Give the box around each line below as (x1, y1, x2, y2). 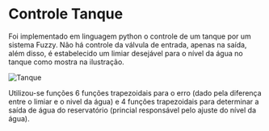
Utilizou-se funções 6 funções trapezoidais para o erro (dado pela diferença (8, 88, 262, 97)
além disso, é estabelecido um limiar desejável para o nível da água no (8, 48, 244, 58)
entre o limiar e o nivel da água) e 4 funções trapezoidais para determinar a (8, 96, 259, 106)
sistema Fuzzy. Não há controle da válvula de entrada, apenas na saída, (8, 39, 247, 49)
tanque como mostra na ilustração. (8, 57, 125, 67)
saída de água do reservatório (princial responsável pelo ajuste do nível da (8, 105, 257, 115)
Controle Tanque (8, 5, 124, 23)
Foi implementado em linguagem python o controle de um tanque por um (8, 31, 252, 41)
